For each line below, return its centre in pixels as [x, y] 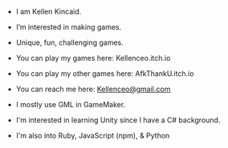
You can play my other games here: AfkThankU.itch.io [105, 74]
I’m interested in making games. [69, 27]
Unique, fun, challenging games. [69, 42]
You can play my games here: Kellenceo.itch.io [93, 58]
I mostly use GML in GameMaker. [71, 104]
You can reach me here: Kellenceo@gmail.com [93, 89]
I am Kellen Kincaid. [49, 12]
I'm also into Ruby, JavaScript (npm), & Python [93, 136]
